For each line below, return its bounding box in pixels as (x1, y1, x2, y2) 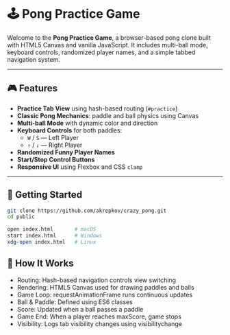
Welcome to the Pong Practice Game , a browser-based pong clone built (7, 33, 211, 42)
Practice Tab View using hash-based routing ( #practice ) (16, 104, 178, 113)
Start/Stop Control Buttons (16, 155, 95, 163)
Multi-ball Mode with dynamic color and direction (16, 119, 158, 127)
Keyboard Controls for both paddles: (16, 126, 123, 135)
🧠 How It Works (7, 257, 74, 269)
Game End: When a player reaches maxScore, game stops (16, 312, 181, 321)
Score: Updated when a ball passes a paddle (16, 305, 144, 313)
